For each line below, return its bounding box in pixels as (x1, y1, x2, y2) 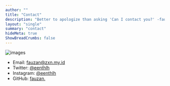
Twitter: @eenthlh (12, 64, 50, 71)
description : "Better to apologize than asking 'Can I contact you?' (5, 17, 155, 22)
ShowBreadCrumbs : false (5, 36, 56, 41)
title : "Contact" (5, 12, 42, 17)
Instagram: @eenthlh (12, 70, 57, 76)
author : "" (5, 7, 28, 13)
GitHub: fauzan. (12, 75, 46, 81)
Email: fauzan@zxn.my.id (12, 59, 65, 65)
